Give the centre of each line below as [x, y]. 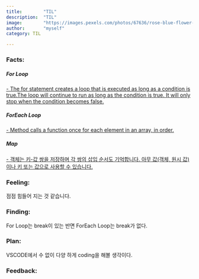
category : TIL [24, 34]
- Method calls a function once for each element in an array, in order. [90, 130]
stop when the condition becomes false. [55, 102]
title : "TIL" [32, 12]
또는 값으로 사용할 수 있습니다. [58, 166]
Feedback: [22, 271]
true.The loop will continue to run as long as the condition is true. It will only [98, 95]
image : [14, 23]
